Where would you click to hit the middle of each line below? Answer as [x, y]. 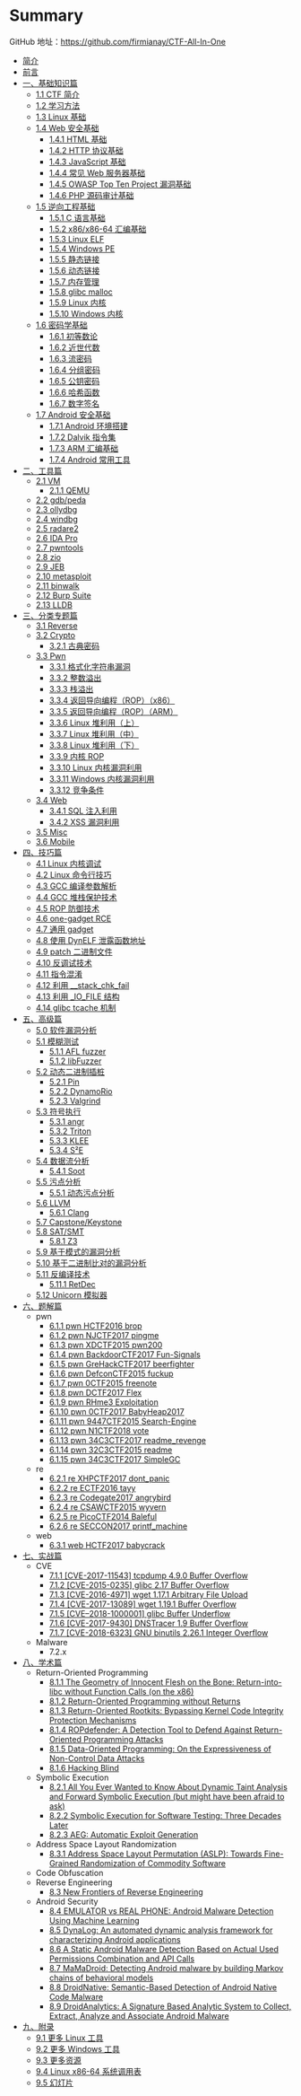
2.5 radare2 [57, 528]
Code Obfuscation [69, 1872]
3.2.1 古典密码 [74, 645]
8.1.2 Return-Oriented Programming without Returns [145, 1701]
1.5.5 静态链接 [74, 259]
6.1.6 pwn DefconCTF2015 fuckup [111, 1373]
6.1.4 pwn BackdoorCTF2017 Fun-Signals [125, 1354]
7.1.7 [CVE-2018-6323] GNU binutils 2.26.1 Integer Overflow [159, 1632]
